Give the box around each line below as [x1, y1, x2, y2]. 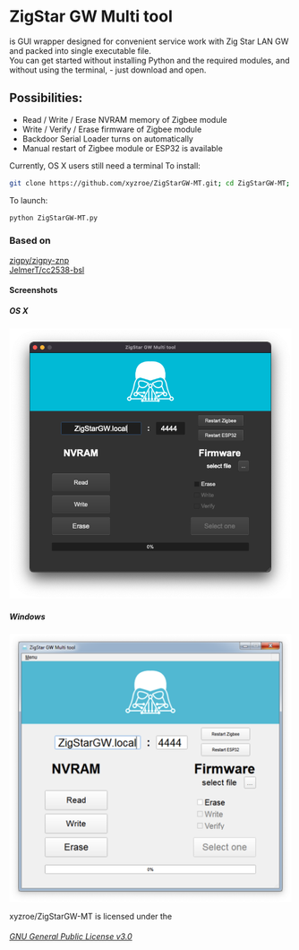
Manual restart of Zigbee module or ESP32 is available [21, 142, 224, 153]
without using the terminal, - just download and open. [9, 65, 207, 75]
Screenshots [9, 285, 58, 296]
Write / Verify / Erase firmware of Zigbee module [21, 124, 202, 134]
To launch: [9, 194, 48, 205]
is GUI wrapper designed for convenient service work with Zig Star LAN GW [9, 36, 289, 47]
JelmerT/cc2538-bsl [9, 264, 85, 275]
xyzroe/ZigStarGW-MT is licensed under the [9, 911, 173, 921]
